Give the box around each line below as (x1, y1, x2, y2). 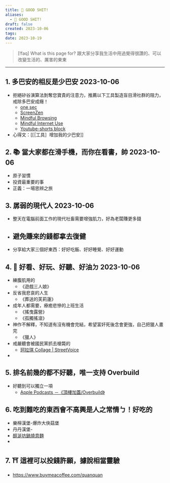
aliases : (5, 12, 24, 17)
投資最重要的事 (12, 178, 44, 185)
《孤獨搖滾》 (20, 315, 47, 321)
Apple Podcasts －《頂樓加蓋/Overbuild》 (20, 389, 105, 395)
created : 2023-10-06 (5, 26, 49, 31)
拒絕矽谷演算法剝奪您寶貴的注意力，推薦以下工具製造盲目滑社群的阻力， (12, 92, 163, 98)
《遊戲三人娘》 (20, 283, 52, 289)
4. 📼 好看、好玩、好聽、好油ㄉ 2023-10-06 (5, 263, 140, 271)
